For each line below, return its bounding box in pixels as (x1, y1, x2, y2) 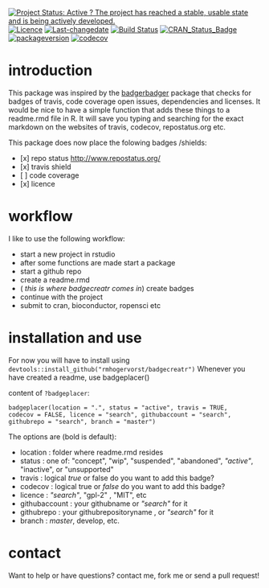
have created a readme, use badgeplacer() (8, 372, 150, 382)
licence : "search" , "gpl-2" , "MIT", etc (19, 490, 147, 500)
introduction (8, 61, 93, 80)
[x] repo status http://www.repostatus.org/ (19, 153, 161, 162)
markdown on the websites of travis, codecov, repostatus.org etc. (8, 121, 226, 132)
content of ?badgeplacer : (8, 388, 90, 397)
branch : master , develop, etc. (19, 516, 120, 525)
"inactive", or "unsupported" (19, 464, 114, 474)
